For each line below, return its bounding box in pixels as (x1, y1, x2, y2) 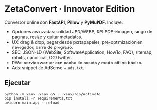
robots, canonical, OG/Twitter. (11, 54, 72, 60)
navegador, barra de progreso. (11, 44, 74, 50)
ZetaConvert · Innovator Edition (4, 3, 135, 15)
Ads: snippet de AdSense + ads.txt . (11, 64, 85, 71)
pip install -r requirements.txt (4, 96, 73, 101)
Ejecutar (4, 79, 31, 87)
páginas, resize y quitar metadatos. (11, 34, 82, 40)
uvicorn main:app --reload (4, 100, 59, 105)
